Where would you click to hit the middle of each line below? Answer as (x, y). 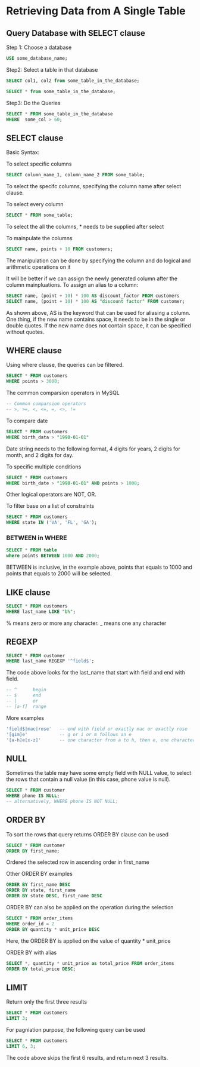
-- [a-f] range (26, 706)
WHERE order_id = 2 (30, 924)
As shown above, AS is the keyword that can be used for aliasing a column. (98, 312)
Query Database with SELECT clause (76, 33)
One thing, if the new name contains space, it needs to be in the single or (96, 319)
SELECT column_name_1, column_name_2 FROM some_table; (76, 175)
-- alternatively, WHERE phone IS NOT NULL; (62, 801)
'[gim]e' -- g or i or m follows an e (69, 734)
